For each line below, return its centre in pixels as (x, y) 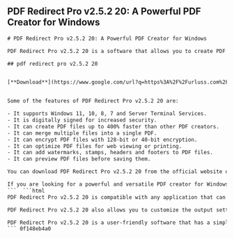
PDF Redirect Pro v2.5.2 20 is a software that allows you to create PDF (117, 51)
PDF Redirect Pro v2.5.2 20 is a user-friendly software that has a (109, 223)
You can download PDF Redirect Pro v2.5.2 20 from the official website (115, 172)
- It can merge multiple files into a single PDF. (82, 133)
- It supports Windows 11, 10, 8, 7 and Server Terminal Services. (107, 114)
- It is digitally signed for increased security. (82, 120)
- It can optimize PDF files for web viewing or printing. (95, 146)
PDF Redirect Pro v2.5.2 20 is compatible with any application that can (117, 197)
